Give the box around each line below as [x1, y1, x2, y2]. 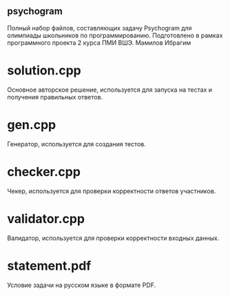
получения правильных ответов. [7, 92, 103, 101]
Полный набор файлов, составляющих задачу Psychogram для [7, 23, 192, 32]
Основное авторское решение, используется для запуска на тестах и [7, 86, 212, 94]
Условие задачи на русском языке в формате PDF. [7, 281, 156, 289]
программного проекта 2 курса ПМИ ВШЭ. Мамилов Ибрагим [7, 38, 191, 47]
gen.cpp [7, 117, 56, 132]
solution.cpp [7, 63, 81, 78]
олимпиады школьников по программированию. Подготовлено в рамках [7, 31, 223, 39]
